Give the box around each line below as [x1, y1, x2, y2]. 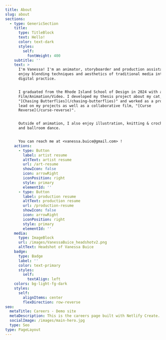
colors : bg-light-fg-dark [14, 281, 68, 287]
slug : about [5, 12, 30, 17]
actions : [14, 143, 32, 148]
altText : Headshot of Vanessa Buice [18, 245, 94, 250]
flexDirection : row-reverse [23, 299, 81, 304]
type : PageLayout [5, 327, 41, 332]
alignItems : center [23, 295, 63, 300]
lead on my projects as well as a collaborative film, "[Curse [18, 103, 152, 108]
